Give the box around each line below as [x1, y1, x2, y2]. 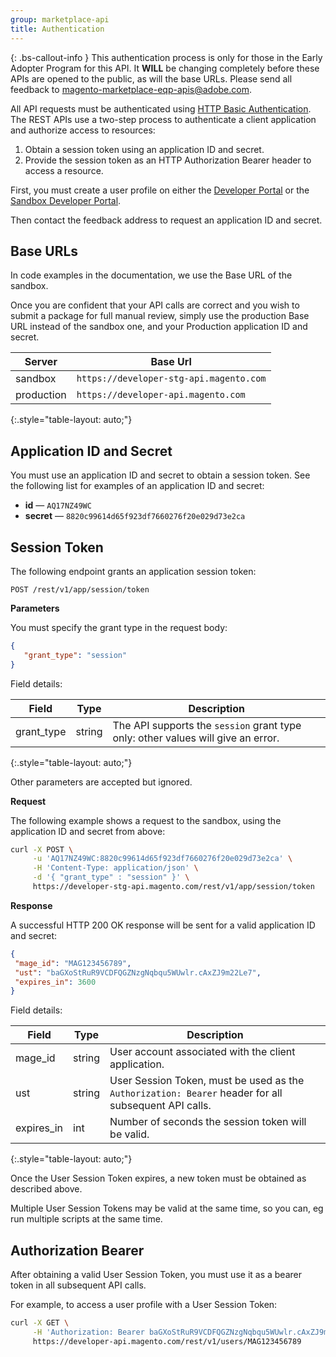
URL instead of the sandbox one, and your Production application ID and [10, 321, 308, 333]
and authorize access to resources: [10, 124, 156, 136]
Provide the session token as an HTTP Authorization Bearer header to [24, 154, 312, 166]
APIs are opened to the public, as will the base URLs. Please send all [10, 72, 293, 85]
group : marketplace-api [10, 14, 110, 25]
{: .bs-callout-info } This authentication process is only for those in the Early [10, 51, 323, 63]
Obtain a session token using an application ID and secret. [24, 143, 265, 155]
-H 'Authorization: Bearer [32, 1327, 145, 1337]
